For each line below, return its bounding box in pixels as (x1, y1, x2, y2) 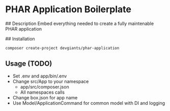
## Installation (5, 36, 35, 42)
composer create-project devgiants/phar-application (5, 45, 120, 50)
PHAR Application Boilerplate (5, 4, 131, 15)
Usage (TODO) (5, 60, 52, 68)
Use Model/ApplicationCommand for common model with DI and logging (12, 100, 165, 106)
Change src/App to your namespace (12, 78, 89, 85)
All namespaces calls (20, 89, 65, 95)
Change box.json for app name (12, 94, 78, 100)
